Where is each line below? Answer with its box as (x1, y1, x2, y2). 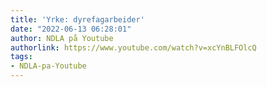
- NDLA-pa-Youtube (10, 61, 87, 71)
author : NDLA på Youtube (10, 33, 114, 43)
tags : (10, 52, 33, 62)
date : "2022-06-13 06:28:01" (10, 24, 132, 34)
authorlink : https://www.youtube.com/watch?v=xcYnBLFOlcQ (10, 42, 257, 53)
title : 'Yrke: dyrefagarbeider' (10, 14, 145, 25)
